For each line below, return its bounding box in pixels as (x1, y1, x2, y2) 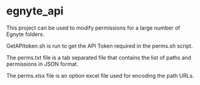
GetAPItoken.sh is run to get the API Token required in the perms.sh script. (6, 42, 193, 49)
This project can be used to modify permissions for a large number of (6, 24, 181, 31)
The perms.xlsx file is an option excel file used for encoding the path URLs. (6, 72, 195, 79)
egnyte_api (6, 4, 64, 18)
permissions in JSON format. (6, 60, 79, 68)
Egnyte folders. (6, 30, 44, 37)
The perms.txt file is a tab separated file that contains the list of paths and (6, 54, 191, 61)
